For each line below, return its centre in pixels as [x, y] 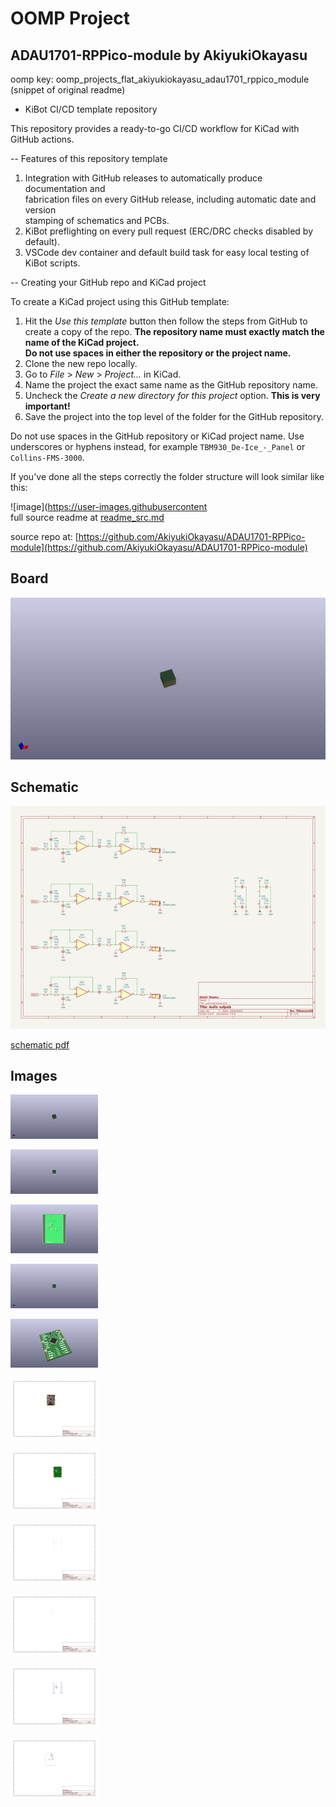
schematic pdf [40, 1044]
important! [47, 406]
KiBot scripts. [52, 263]
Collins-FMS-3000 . [47, 457]
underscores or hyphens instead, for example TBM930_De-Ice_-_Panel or [158, 446]
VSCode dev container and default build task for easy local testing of [167, 252]
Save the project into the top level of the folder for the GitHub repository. [174, 416]
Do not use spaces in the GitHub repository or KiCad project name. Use [157, 436]
